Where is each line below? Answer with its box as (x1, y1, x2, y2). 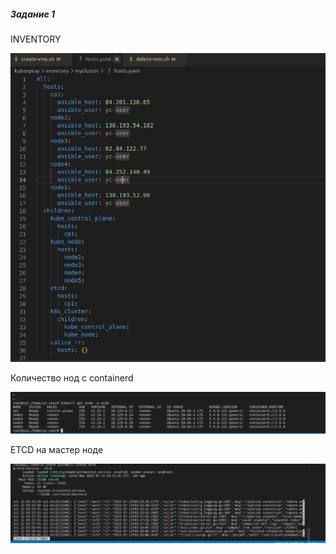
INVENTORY (10, 33, 62, 45)
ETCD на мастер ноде (10, 444, 104, 456)
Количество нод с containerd (10, 371, 134, 384)
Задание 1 (10, 8, 56, 20)
